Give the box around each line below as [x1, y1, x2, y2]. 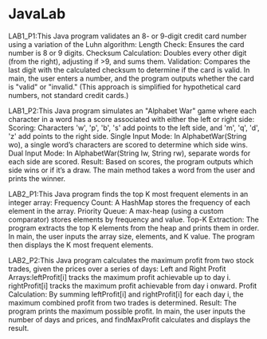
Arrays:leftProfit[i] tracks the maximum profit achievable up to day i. [8, 272, 231, 282]
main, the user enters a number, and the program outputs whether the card [8, 73, 255, 83]
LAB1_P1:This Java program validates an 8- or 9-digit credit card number [8, 31, 247, 41]
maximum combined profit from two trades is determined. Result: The [8, 298, 237, 307]
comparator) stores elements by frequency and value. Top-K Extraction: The [8, 215, 259, 224]
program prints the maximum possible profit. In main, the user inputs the [8, 306, 245, 316]
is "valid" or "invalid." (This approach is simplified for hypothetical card [8, 81, 241, 92]
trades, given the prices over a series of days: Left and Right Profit [8, 264, 226, 274]
